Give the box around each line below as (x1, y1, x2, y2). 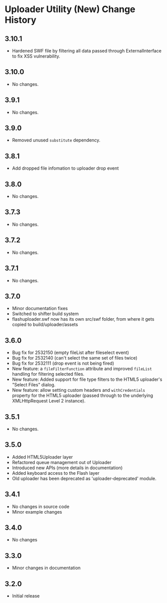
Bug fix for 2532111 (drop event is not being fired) (12, 360, 114, 367)
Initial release (12, 593, 40, 599)
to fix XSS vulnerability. (12, 53, 61, 59)
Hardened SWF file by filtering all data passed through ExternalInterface (12, 48, 162, 54)
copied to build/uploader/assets (12, 322, 78, 328)
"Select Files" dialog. (12, 382, 56, 388)
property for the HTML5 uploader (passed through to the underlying (12, 392, 153, 398)
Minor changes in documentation (12, 565, 81, 571)
